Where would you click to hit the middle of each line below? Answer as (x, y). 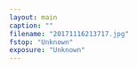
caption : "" (31, 26)
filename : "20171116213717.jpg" (69, 34)
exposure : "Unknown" (48, 50)
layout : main (33, 17)
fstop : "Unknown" (41, 42)
